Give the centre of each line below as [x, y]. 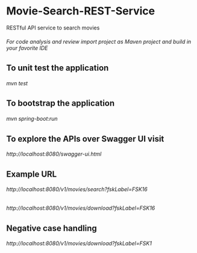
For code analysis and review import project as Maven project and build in [99, 41]
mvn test [17, 83]
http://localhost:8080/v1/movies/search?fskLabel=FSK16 [77, 189]
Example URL [32, 174]
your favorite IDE [27, 48]
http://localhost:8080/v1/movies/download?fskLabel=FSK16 [81, 208]
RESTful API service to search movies [53, 28]
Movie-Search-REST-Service [81, 11]
